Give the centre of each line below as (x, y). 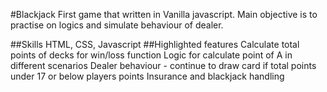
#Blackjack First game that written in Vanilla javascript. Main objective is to (164, 14)
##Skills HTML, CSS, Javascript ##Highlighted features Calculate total (155, 44)
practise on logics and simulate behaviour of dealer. (117, 25)
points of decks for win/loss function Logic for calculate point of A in (151, 55)
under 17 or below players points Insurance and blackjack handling (147, 76)
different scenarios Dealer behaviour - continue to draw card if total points (163, 65)
